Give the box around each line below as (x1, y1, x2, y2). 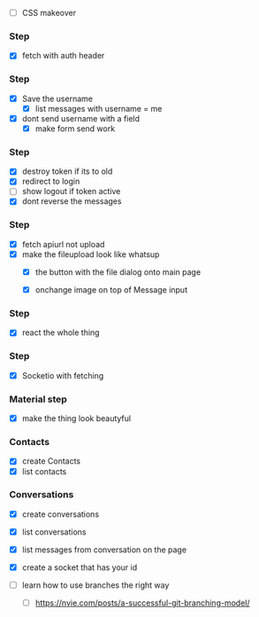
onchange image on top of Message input (34, 285, 188, 295)
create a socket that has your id (21, 562, 138, 573)
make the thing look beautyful (21, 413, 131, 424)
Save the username (21, 93, 93, 104)
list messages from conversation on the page (21, 544, 187, 555)
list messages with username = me (34, 103, 163, 113)
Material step (9, 393, 68, 405)
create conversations (21, 509, 100, 519)
